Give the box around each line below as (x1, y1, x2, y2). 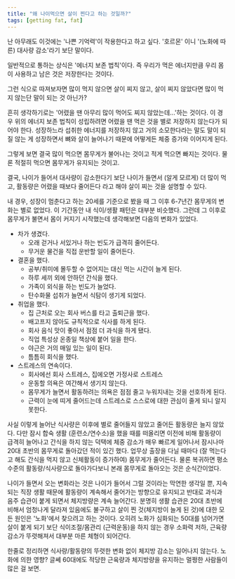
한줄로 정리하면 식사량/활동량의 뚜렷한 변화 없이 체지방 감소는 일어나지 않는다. (7, 546, 220, 555)
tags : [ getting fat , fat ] (7, 17, 83, 24)
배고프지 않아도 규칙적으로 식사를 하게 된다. (27, 317, 147, 325)
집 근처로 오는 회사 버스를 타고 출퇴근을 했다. (27, 308, 149, 317)
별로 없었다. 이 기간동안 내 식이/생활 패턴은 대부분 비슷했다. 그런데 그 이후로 (20, 205, 227, 214)
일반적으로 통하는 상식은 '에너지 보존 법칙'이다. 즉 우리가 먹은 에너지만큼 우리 (7, 60, 217, 69)
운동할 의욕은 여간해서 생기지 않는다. (27, 379, 128, 387)
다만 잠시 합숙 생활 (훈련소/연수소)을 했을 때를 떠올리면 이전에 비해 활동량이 (16, 429, 222, 437)
